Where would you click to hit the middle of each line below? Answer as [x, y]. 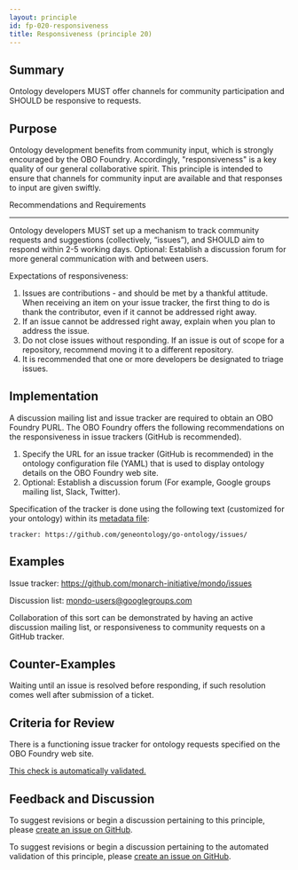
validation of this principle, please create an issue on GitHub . [120, 857]
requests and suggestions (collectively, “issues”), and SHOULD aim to [137, 240]
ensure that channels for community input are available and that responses [146, 178]
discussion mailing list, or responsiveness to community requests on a [137, 627]
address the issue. [56, 331]
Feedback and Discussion [82, 799]
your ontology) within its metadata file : [79, 518]
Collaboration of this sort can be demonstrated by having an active [131, 617]
